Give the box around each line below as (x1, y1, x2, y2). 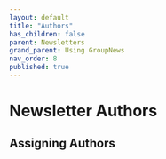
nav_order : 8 (9, 54, 58, 63)
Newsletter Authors (9, 101, 158, 121)
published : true (9, 63, 69, 72)
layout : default (9, 12, 69, 22)
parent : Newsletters (9, 37, 86, 47)
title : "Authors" (9, 21, 74, 30)
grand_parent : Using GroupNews (9, 46, 125, 55)
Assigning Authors (9, 136, 115, 151)
